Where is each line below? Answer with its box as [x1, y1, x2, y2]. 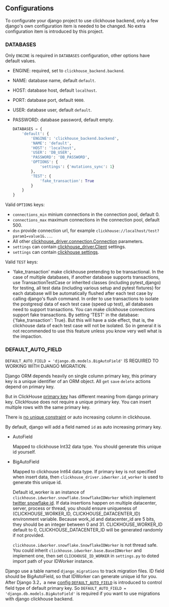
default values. [5, 58, 36, 64]
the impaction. [12, 333, 43, 339]
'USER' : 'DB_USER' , [31, 150, 72, 155]
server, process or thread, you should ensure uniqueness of [12, 505, 137, 511]
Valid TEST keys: [5, 259, 38, 265]
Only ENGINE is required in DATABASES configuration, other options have [5, 53, 150, 59]
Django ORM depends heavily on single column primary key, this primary [5, 372, 157, 379]
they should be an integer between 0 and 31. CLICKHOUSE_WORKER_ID [12, 521, 163, 527]
